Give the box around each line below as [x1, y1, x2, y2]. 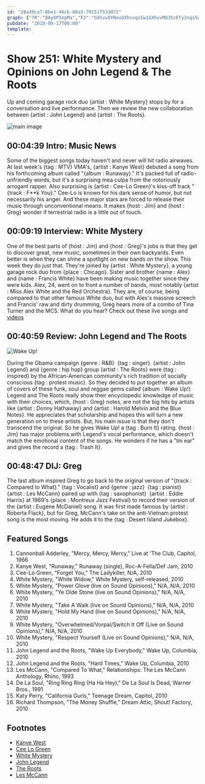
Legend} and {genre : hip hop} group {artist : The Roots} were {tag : [7, 366, 177, 373]
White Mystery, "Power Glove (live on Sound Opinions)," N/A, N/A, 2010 [15, 582, 195, 590]
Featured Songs [7, 534, 69, 544]
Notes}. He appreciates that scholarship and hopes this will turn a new [7, 411, 183, 418]
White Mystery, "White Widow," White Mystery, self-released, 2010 [15, 576, 184, 583]
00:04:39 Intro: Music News [7, 141, 117, 151]
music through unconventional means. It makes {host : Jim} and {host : [7, 202, 185, 209]
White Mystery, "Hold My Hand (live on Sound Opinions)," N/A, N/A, [15, 608, 186, 615]
